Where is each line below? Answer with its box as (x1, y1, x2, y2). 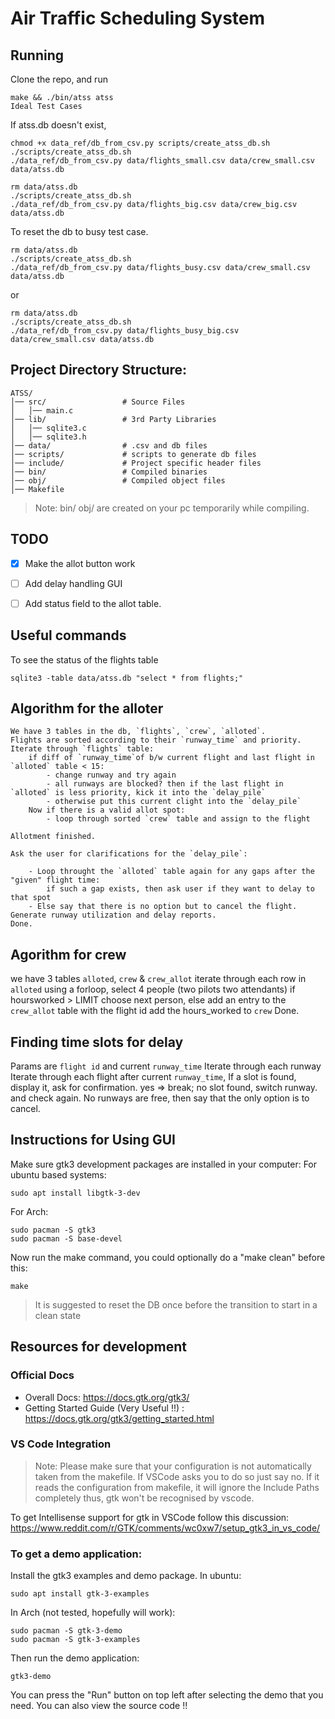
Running (10, 47, 65, 64)
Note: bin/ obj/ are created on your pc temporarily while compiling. (34, 502, 310, 514)
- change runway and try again (46, 770, 177, 781)
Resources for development (10, 1338, 188, 1356)
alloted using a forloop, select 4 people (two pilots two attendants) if (10, 983, 296, 996)
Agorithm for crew (10, 946, 127, 963)
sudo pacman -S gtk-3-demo (10, 1626, 123, 1636)
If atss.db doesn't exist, (10, 119, 107, 131)
